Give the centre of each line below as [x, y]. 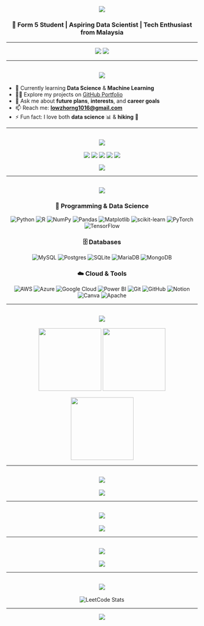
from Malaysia [102, 32]
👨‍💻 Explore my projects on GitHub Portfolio [69, 95]
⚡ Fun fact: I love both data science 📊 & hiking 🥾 [77, 117]
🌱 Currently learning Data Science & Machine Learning [85, 88]
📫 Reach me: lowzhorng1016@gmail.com [69, 108]
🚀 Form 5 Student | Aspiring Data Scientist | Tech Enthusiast [102, 24]
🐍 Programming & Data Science [102, 206]
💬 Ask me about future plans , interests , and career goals [87, 101]
